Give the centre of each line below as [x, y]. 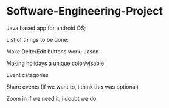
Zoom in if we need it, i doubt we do [51, 98]
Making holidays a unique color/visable [55, 63]
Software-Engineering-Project [84, 11]
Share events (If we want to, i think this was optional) [72, 87]
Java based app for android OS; [46, 28]
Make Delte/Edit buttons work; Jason [53, 51]
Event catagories [27, 75]
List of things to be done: [38, 39]
